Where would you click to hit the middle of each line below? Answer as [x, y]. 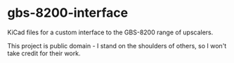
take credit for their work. [44, 53]
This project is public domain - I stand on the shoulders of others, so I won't [117, 45]
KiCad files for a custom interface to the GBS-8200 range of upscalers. [110, 32]
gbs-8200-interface [68, 13]
